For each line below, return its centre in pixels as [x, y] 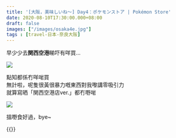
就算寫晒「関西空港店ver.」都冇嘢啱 [51, 93]
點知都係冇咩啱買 [28, 78]
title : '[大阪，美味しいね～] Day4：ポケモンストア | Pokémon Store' [89, 12]
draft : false [23, 23]
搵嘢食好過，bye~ [29, 117]
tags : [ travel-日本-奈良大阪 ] [43, 35]
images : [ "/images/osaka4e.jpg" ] [49, 29]
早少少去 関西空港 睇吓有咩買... [44, 53]
